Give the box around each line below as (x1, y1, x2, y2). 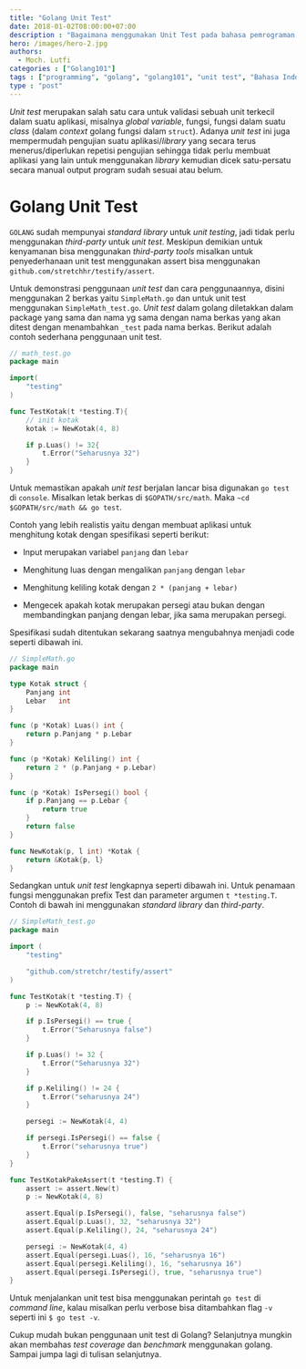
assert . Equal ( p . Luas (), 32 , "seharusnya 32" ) (25, 1218, 202, 1227)
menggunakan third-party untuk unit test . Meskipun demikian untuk (9, 236, 263, 247)
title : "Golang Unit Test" (9, 13, 112, 23)
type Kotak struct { (9, 679, 88, 688)
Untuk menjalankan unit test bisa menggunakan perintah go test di (9, 1292, 261, 1303)
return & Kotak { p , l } (25, 855, 104, 864)
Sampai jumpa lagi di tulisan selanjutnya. (9, 1349, 162, 1360)
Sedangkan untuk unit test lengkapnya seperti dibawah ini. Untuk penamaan (9, 880, 296, 891)
